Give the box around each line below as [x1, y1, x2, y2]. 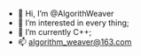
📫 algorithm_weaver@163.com [17, 37, 132, 47]
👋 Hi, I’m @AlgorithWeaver [17, 9, 114, 18]
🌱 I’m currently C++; [17, 27, 92, 37]
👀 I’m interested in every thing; [17, 17, 130, 28]
